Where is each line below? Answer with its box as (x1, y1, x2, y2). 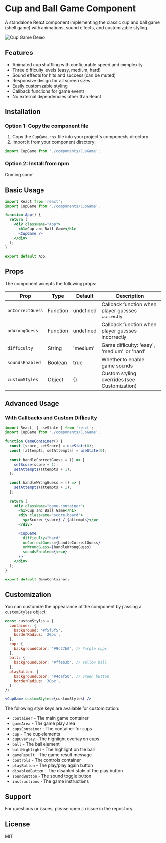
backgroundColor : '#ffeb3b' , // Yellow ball (14, 660, 107, 665)
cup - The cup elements (12, 731, 61, 737)
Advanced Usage (5, 399, 59, 408)
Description (116, 292, 144, 299)
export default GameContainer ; (5, 577, 70, 582)
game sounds (101, 362, 133, 369)
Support (5, 792, 31, 801)
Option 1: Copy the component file (5, 122, 89, 129)
